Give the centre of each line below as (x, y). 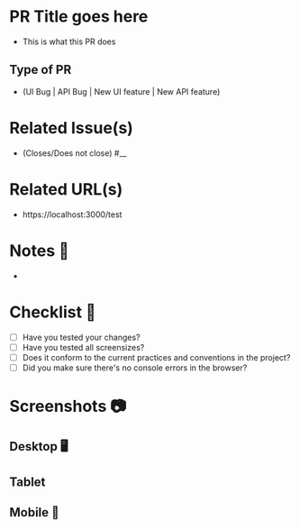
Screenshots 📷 (68, 406)
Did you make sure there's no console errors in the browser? (135, 368)
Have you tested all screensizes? (83, 347)
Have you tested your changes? (82, 337)
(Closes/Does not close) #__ (74, 153)
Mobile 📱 (35, 512)
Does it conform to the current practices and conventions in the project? (156, 357)
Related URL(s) (66, 189)
